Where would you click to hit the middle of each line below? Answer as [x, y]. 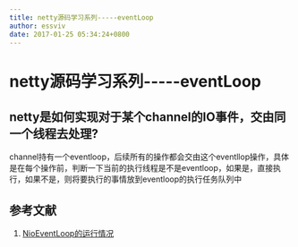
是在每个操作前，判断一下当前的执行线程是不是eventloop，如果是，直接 [141, 168]
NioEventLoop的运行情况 [68, 234]
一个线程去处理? [54, 134]
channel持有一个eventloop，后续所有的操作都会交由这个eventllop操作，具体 [149, 157]
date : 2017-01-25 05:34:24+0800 [69, 34]
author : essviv [38, 26]
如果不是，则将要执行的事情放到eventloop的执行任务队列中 [133, 179]
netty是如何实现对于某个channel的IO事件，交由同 [148, 117]
